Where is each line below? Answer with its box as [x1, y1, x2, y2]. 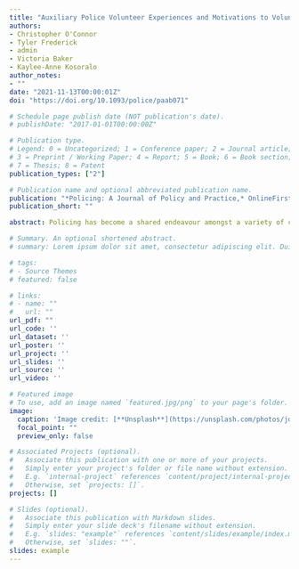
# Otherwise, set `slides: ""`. [9, 538, 138, 548]
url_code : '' [9, 324, 58, 333]
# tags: [9, 258, 38, 267]
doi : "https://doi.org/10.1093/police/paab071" [9, 95, 190, 105]
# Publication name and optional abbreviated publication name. [9, 185, 253, 194]
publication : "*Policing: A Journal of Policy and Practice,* [9, 193, 245, 203]
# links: [9, 291, 42, 300]
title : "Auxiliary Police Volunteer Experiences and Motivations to [9, 12, 269, 22]
